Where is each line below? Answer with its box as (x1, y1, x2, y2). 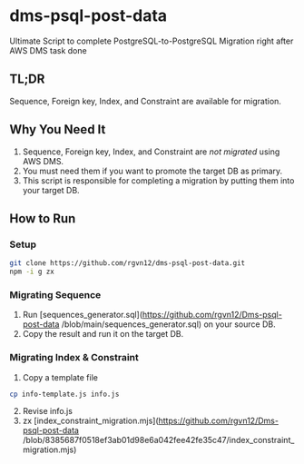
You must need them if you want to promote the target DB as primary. (22, 165, 283, 176)
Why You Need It (9, 122, 106, 137)
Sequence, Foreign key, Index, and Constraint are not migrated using (22, 146, 280, 157)
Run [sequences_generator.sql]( (22, 310, 143, 321)
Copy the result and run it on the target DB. (22, 329, 184, 340)
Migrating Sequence (9, 288, 102, 301)
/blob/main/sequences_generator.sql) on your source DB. (61, 319, 276, 330)
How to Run (9, 211, 76, 226)
